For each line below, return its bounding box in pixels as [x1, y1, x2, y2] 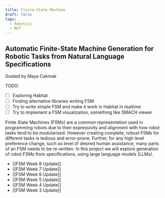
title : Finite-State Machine [5, 7, 66, 12]
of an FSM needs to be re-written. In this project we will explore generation [5, 146, 159, 152]
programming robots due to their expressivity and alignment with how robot [5, 125, 160, 131]
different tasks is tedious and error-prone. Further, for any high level [5, 135, 144, 141]
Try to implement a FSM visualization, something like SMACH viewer [12, 109, 153, 115]
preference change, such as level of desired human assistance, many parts [5, 141, 159, 147]
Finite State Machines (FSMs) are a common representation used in [5, 119, 143, 125]
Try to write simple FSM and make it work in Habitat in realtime [12, 104, 141, 110]
